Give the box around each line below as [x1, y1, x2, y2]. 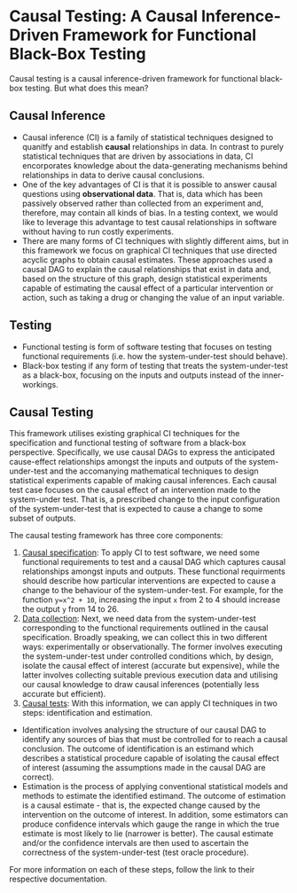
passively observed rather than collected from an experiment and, [21, 198, 264, 208]
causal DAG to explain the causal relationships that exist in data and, [21, 263, 272, 274]
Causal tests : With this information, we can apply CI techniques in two [21, 698, 277, 709]
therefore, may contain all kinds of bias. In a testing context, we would [21, 207, 278, 218]
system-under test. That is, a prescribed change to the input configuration [9, 494, 281, 505]
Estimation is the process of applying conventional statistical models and [21, 781, 288, 792]
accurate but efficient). [21, 689, 106, 700]
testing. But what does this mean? [25, 82, 149, 93]
